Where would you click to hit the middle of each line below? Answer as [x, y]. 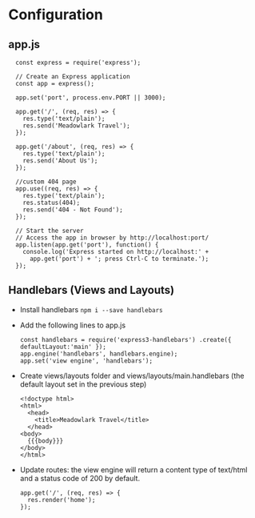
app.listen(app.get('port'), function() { [87, 245]
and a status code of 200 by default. [80, 478]
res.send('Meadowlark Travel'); [76, 126]
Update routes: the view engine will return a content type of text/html [133, 469]
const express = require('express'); [78, 62]
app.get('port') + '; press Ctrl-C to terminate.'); [119, 259]
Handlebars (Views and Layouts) [92, 290]
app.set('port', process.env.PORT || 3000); [91, 98]
